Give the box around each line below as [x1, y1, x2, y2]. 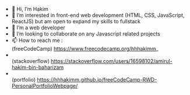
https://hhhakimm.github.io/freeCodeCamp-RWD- [37, 76, 157, 83]
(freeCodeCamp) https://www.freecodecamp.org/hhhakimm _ [11, 45, 159, 52]
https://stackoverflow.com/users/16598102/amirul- [50, 58, 173, 64]
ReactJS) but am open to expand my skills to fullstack [11, 18, 141, 24]
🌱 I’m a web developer [11, 24, 65, 31]
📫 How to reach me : [11, 37, 63, 44]
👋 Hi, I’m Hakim [11, 6, 48, 12]
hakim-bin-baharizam [11, 64, 64, 71]
